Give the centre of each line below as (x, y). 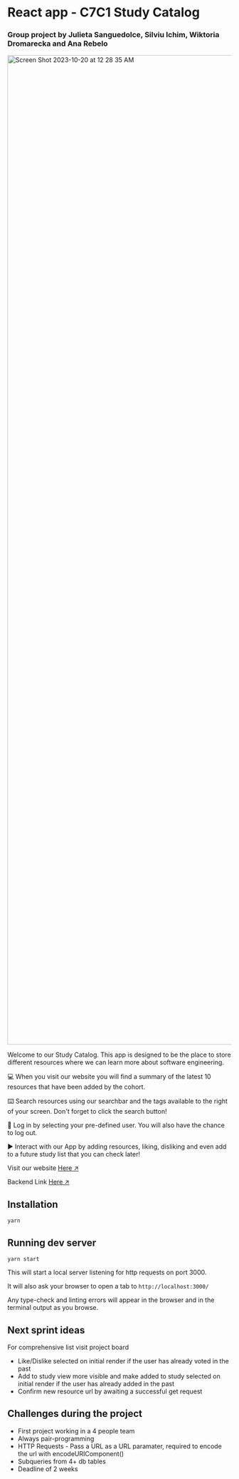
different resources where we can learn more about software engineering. (116, 1062)
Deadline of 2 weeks (48, 1469)
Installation (33, 1204)
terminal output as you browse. (53, 1308)
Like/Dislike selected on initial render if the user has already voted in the (123, 1361)
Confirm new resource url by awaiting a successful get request (110, 1391)
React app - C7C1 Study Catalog (104, 12)
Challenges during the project (75, 1414)
